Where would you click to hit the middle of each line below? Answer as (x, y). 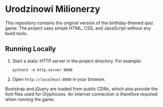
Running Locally (30, 49)
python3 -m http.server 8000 (42, 70)
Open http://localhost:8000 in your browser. (59, 79)
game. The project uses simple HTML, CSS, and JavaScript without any (78, 28)
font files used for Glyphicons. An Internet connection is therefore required (81, 94)
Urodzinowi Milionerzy (53, 9)
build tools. (17, 33)
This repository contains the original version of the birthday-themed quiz (79, 23)
